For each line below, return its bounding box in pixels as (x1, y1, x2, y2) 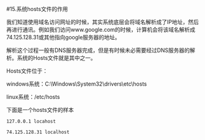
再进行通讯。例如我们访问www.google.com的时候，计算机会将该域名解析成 (6, 26, 196, 33)
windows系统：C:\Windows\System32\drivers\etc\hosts (6, 80, 147, 87)
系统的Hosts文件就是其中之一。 (17, 54, 97, 61)
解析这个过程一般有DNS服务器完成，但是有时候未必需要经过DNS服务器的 (6, 46, 190, 54)
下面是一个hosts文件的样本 (6, 106, 74, 113)
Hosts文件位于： (6, 67, 48, 75)
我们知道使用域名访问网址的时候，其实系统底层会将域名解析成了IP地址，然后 (6, 18, 199, 26)
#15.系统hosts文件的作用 (6, 6, 69, 12)
